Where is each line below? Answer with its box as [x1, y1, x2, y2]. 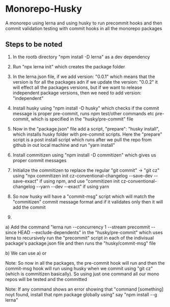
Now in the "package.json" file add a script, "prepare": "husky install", [12, 125, 159, 132]
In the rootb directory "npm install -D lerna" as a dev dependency [12, 54, 150, 60]
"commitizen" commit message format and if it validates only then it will [12, 198, 163, 204]
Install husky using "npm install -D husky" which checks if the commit [12, 105, 159, 111]
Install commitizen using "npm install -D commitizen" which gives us [12, 151, 156, 158]
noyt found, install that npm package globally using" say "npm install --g [5, 291, 157, 297]
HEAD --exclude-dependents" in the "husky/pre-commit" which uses [17, 229, 163, 235]
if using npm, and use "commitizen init [39, 178, 120, 184]
